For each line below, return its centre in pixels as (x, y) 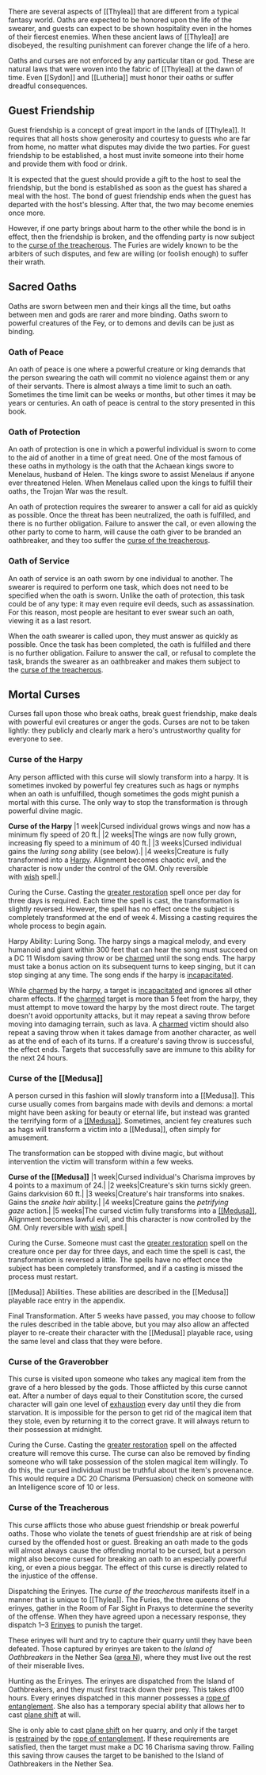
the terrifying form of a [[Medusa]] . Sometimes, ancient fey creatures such (130, 1120)
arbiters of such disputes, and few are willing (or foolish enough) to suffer (128, 253)
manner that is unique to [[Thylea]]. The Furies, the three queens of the (124, 1600)
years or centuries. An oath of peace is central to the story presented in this (132, 402)
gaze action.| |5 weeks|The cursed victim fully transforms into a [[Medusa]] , (133, 1211)
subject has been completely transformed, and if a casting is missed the (126, 1268)
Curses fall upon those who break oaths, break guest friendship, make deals (133, 714)
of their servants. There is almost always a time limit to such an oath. (120, 386)
